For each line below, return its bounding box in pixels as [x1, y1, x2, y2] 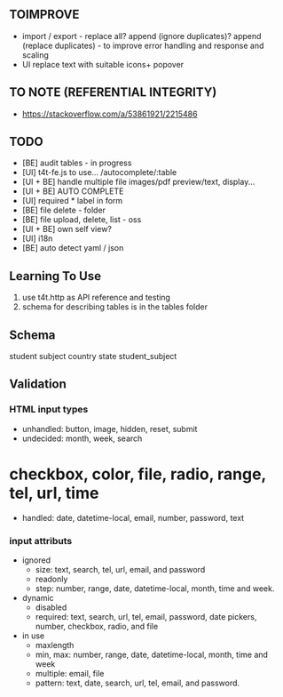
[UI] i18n [21, 233, 53, 244]
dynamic [21, 592, 55, 603]
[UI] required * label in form [21, 196, 123, 206]
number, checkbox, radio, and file [35, 621, 159, 631]
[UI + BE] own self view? [21, 224, 113, 235]
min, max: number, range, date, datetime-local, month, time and [35, 649, 269, 660]
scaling [21, 49, 49, 60]
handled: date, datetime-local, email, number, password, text [21, 512, 245, 523]
